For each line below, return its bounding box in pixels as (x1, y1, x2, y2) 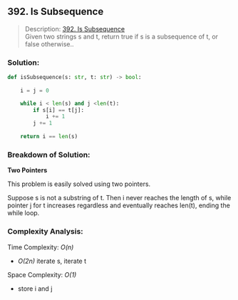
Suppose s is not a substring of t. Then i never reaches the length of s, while (7, 194, 232, 202)
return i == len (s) (20, 133, 78, 140)
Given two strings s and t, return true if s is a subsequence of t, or (24, 32, 219, 41)
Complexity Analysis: (7, 227, 83, 237)
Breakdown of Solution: (7, 150, 90, 160)
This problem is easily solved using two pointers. (7, 180, 151, 188)
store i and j (17, 284, 53, 293)
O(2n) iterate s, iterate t (17, 257, 87, 265)
